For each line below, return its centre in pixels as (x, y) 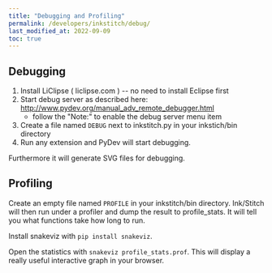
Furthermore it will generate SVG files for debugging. (97, 158)
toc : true (25, 38)
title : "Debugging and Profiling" (67, 16)
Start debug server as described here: (84, 100)
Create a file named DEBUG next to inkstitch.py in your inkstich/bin (129, 126)
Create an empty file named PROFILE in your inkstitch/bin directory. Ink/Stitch (136, 203)
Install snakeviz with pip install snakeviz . (80, 236)
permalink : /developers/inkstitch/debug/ (80, 23)
